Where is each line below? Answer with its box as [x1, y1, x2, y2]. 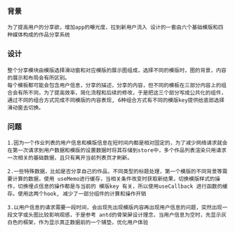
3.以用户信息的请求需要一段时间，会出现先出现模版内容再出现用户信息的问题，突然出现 [7, 204, 222, 211]
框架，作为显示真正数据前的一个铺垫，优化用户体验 [22, 219, 149, 226]
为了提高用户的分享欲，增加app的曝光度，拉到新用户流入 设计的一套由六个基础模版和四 [7, 24, 224, 31]
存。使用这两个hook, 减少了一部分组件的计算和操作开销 [7, 190, 147, 198]
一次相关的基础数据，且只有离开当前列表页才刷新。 [7, 154, 133, 161]
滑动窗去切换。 [7, 104, 44, 111]
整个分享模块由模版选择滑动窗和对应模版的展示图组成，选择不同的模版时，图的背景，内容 [7, 67, 227, 74]
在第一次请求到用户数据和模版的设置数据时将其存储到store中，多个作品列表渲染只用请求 [7, 146, 227, 154]
